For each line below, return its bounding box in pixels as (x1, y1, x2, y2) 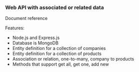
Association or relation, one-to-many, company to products (12, 56, 135, 62)
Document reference (5, 15, 48, 21)
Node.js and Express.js (12, 34, 60, 41)
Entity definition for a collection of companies (12, 45, 106, 51)
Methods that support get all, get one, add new (12, 61, 109, 67)
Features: (5, 25, 25, 31)
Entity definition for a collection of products (12, 50, 102, 56)
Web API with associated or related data (5, 4, 104, 11)
